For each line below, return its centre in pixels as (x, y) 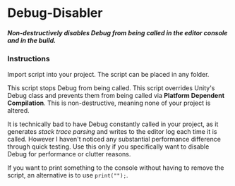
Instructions (29, 59)
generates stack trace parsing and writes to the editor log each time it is (112, 131)
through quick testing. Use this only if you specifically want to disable (108, 147)
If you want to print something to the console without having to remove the (116, 168)
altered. (18, 110)
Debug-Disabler (55, 13)
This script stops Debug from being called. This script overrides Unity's (111, 88)
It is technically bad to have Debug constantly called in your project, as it (113, 124)
